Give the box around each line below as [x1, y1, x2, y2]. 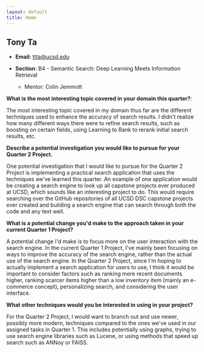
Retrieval [15, 71, 38, 79]
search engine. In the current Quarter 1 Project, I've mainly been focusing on [6, 244, 198, 252]
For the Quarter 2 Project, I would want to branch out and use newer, [6, 313, 178, 320]
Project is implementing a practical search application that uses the [6, 169, 175, 176]
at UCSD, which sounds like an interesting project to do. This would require [6, 188, 195, 196]
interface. [6, 289, 30, 297]
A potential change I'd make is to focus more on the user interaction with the [6, 238, 198, 245]
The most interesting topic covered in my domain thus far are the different [6, 107, 192, 114]
